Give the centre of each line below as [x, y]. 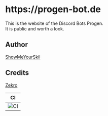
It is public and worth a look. [35, 28]
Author [16, 45]
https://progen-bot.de [53, 9]
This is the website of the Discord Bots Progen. [55, 23]
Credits [17, 73]
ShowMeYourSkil [23, 57]
